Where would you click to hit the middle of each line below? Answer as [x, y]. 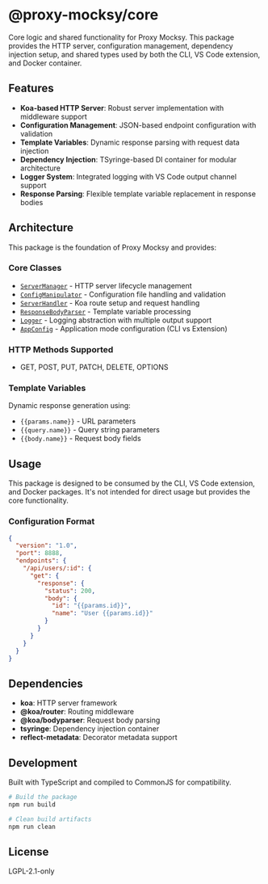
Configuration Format [52, 521]
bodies [31, 202]
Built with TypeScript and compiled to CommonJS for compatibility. [120, 782]
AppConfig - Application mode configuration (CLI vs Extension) [124, 328]
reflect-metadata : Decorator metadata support [98, 738]
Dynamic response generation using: [69, 406]
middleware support [53, 116]
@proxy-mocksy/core [84, 15]
